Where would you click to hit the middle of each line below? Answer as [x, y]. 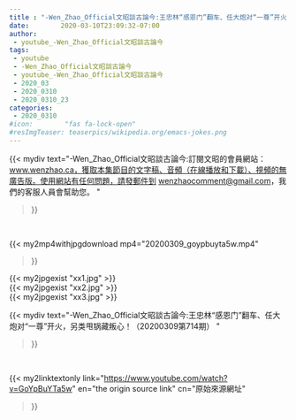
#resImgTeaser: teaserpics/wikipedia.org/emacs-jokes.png [118, 133]
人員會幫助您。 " [70, 192]
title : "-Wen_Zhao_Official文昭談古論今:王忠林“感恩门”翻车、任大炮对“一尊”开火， [152, 17]
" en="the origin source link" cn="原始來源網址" [159, 388]
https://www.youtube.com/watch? [166, 378]
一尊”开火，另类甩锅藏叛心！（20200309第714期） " [124, 326]
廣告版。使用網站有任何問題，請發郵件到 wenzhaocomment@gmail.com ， [144, 180]
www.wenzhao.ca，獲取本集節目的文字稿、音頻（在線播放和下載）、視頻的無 [148, 170]
